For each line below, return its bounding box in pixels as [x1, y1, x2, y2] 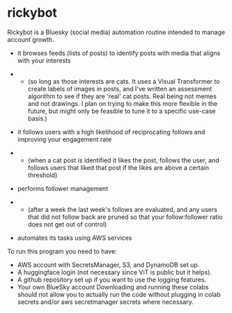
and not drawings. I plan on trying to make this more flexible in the [27, 99, 218, 107]
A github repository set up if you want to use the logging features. [17, 275, 207, 284]
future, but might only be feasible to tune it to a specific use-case [27, 107, 216, 115]
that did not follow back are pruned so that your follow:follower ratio [27, 213, 223, 221]
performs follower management [17, 184, 109, 192]
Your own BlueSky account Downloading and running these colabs [17, 282, 209, 291]
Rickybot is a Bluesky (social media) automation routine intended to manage [7, 28, 225, 36]
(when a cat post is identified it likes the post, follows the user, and [27, 155, 219, 165]
